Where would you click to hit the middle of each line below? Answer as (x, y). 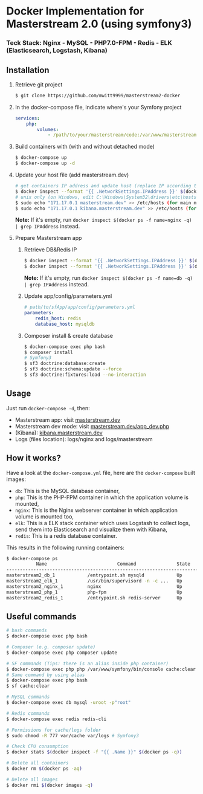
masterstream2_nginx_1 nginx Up (94, 586)
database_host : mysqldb (65, 324)
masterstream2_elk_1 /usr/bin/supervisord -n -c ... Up (94, 581)
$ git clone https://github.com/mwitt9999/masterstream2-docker (98, 95)
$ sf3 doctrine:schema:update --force (73, 369)
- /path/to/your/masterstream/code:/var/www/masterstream (122, 135)
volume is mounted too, (44, 516)
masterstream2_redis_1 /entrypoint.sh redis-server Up (94, 598)
